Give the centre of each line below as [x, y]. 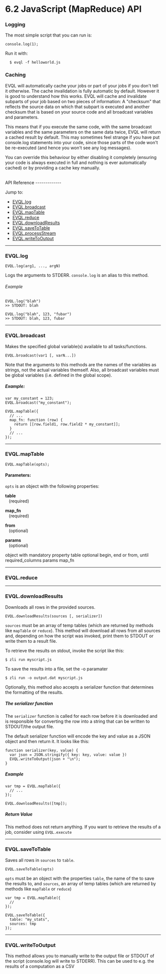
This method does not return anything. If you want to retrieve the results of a [83, 827]
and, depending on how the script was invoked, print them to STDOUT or [79, 636]
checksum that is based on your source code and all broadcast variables [79, 112]
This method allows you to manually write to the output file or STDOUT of [80, 956]
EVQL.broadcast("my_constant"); [38, 403]
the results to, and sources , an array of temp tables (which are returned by [81, 883]
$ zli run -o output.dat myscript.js [44, 678]
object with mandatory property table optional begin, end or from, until [77, 555]
